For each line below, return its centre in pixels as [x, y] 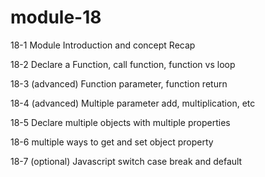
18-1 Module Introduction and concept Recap [103, 45]
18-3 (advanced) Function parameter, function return [119, 83]
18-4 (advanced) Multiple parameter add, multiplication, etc [133, 103]
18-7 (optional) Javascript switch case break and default [126, 161]
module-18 [56, 17]
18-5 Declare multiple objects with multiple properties [120, 122]
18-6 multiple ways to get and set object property [112, 142]
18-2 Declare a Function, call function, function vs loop [123, 64]
